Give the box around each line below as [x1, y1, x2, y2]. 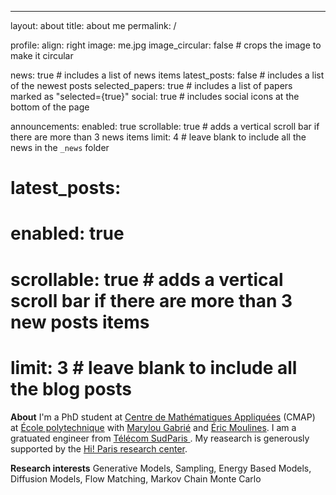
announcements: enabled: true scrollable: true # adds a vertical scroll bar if [10, 121, 320, 132]
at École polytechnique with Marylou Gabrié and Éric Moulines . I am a [10, 421, 297, 433]
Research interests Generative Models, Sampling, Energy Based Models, [10, 462, 312, 474]
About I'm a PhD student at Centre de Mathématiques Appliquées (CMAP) [10, 411, 316, 423]
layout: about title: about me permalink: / [10, 20, 177, 31]
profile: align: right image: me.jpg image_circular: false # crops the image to [10, 39, 322, 51]
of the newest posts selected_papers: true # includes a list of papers [10, 80, 293, 91]
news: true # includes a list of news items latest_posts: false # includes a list [10, 69, 325, 81]
